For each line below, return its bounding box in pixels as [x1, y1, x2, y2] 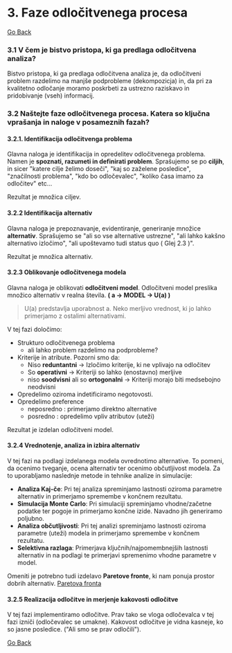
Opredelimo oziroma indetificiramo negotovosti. [17, 390, 154, 398]
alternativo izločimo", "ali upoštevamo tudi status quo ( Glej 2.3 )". [7, 239, 195, 247]
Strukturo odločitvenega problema [17, 338, 116, 347]
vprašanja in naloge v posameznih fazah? [7, 118, 150, 127]
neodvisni [27, 382, 56, 391]
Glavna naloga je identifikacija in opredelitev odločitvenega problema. [7, 150, 206, 159]
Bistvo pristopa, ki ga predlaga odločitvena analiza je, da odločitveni [7, 69, 202, 78]
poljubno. [17, 514, 45, 522]
